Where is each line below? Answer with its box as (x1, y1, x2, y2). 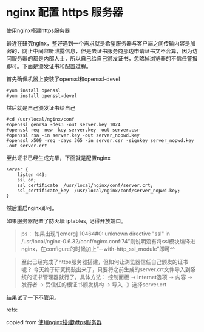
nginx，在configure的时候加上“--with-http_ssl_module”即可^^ (21, 245, 175, 252)
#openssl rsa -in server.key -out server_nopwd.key (6, 132, 140, 138)
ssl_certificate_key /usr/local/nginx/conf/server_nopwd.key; (17, 188, 181, 194)
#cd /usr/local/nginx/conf (6, 116, 75, 122)
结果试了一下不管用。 (6, 294, 59, 301)
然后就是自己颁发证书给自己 (6, 104, 76, 111)
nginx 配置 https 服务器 (6, 5, 123, 19)
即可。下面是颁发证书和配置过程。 (6, 62, 92, 70)
